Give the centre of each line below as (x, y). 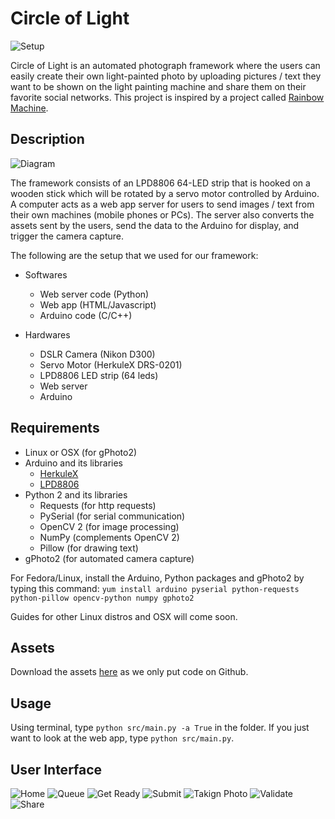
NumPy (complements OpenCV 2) (109, 537)
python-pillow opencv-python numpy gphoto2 (102, 598)
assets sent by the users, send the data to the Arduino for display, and (155, 225)
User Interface (56, 769)
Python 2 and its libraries (76, 494)
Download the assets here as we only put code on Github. (129, 672)
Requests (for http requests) (98, 505)
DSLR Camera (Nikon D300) (97, 354)
